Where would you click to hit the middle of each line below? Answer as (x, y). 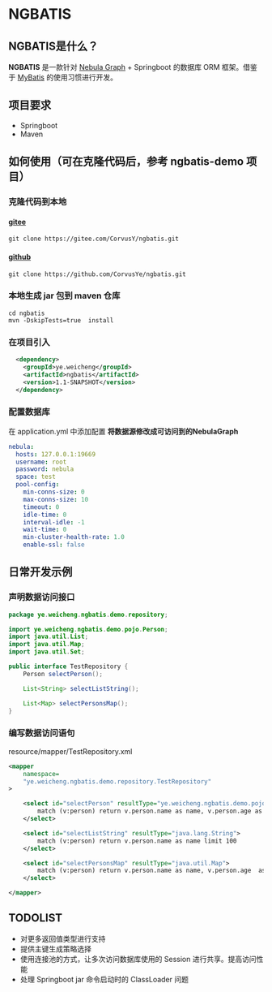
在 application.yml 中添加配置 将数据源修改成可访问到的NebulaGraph (123, 431)
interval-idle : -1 (54, 522)
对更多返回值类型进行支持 (63, 938)
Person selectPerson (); (63, 674)
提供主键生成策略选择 (55, 949)
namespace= (41, 774)
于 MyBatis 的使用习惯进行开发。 (63, 77)
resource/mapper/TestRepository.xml (70, 751)
